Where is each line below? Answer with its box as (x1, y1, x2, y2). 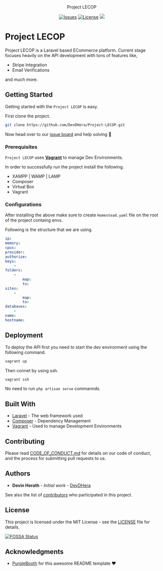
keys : (5, 259, 16, 264)
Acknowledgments (5, 548, 64, 556)
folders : (5, 268, 23, 273)
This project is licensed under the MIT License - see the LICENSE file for (5, 519, 150, 525)
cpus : (5, 245, 16, 250)
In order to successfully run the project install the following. (5, 164, 124, 170)
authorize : (5, 254, 27, 259)
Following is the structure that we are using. (5, 227, 93, 233)
